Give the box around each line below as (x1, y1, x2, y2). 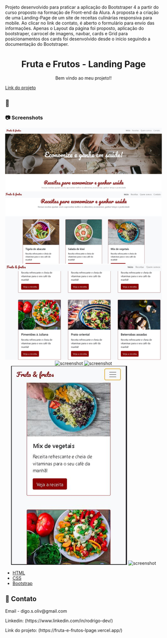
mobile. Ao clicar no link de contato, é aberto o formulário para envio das (5, 20, 155, 26)
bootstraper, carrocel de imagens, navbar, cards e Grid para (5, 31, 128, 36)
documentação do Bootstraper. (5, 41, 69, 47)
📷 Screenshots (5, 114, 43, 121)
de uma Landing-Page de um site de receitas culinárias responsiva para (5, 15, 153, 20)
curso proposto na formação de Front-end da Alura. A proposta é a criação (5, 9, 159, 15)
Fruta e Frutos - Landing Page (21, 59, 146, 70)
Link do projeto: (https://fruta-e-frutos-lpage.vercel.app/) (5, 627, 123, 633)
